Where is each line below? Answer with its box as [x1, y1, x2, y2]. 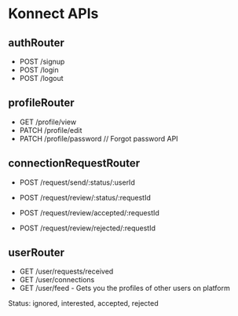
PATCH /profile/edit [19, 125, 82, 134]
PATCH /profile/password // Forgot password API [19, 134, 178, 143]
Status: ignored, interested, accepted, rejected [8, 299, 159, 308]
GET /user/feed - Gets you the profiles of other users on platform [19, 284, 230, 293]
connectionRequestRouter [8, 156, 140, 170]
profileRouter [8, 96, 75, 110]
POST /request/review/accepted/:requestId [19, 208, 159, 217]
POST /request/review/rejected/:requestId [19, 223, 156, 233]
